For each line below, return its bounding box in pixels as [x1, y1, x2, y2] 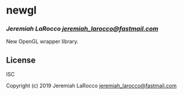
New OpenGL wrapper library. [6, 38, 79, 45]
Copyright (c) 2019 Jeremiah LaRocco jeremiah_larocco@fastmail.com [6, 82, 177, 89]
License [6, 55, 36, 65]
